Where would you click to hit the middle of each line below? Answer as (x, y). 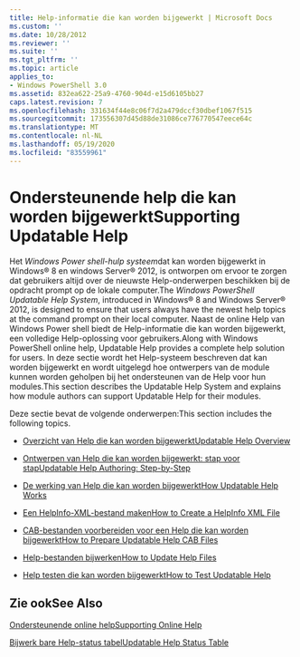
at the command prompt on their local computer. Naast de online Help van (147, 319)
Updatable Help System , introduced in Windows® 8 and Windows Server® (148, 299)
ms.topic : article (44, 69)
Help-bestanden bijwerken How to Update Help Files (119, 557)
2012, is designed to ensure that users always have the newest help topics (148, 309)
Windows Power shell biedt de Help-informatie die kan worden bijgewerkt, (148, 328)
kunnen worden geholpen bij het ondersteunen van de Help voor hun (138, 376)
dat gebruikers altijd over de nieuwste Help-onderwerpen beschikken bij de (150, 280)
